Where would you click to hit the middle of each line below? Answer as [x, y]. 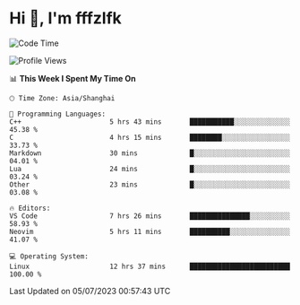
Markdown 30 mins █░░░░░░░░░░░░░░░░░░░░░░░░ [150, 153]
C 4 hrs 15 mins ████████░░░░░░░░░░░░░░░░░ [150, 137]
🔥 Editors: [30, 208]
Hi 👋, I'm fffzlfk [66, 18]
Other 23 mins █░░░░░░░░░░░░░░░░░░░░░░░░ [150, 184]
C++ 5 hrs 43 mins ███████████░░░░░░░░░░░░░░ [150, 122]
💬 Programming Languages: [57, 114]
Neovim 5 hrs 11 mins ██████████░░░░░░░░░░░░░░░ [150, 231]
